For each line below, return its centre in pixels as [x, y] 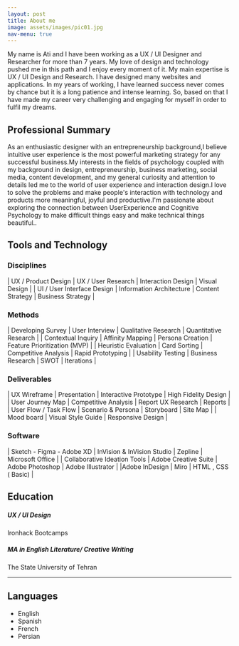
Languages [33, 596]
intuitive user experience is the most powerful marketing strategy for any [114, 155]
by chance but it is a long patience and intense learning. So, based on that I [118, 92]
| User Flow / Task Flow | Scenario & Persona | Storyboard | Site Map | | [112, 410]
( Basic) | [21, 474]
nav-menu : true [30, 34]
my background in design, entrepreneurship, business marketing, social [112, 170]
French [28, 628]
